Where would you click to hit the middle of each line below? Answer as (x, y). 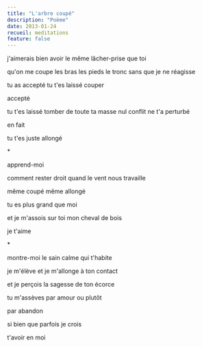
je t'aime (19, 231)
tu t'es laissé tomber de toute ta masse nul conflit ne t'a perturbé (99, 112)
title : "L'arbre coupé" (41, 13)
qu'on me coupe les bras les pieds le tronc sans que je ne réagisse (101, 72)
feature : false (29, 39)
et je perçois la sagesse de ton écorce (61, 285)
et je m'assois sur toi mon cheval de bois (64, 218)
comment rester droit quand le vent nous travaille (76, 178)
